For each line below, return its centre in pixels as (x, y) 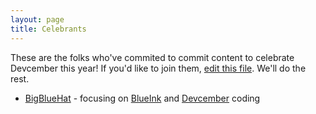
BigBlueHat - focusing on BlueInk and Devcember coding (142, 98)
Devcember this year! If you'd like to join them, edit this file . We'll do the (158, 68)
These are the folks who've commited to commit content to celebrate (152, 57)
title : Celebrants (48, 29)
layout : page (37, 19)
